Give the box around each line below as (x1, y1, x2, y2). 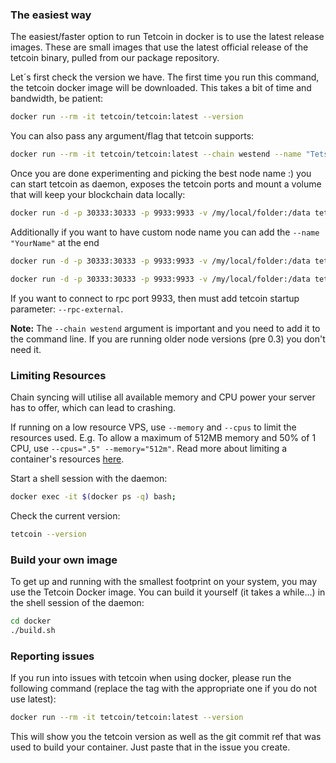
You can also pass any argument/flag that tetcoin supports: (10, 130, 255, 142)
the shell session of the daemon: (10, 597, 145, 609)
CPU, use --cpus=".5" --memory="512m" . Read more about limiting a (10, 442, 288, 454)
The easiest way (10, 8, 92, 22)
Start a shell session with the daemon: (10, 472, 168, 484)
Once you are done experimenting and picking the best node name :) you (10, 168, 312, 180)
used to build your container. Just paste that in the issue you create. (10, 741, 291, 753)
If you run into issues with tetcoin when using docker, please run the (10, 672, 292, 684)
